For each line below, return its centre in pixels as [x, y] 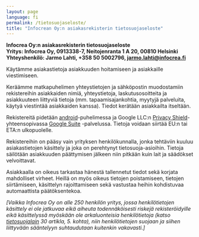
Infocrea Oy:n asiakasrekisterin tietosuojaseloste [68, 45]
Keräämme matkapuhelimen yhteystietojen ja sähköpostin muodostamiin [95, 87]
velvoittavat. [21, 160]
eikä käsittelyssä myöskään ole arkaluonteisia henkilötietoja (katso [89, 215]
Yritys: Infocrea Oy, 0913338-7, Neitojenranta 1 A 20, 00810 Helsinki [92, 52]
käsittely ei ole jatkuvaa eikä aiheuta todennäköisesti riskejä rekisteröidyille [99, 209]
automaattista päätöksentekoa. [44, 191]
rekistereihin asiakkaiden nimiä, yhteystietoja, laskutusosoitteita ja [87, 93]
